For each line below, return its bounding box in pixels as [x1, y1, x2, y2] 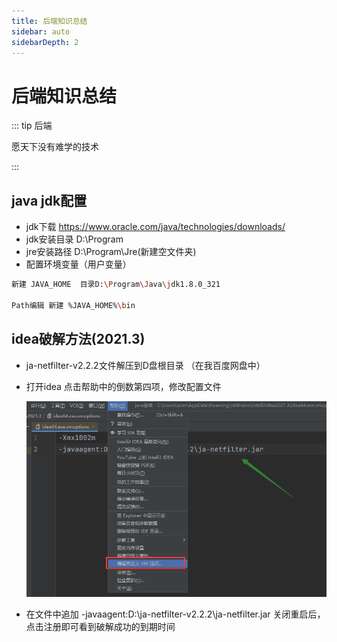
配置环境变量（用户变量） [25, 258, 132, 270]
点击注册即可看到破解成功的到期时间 [25, 620, 176, 632]
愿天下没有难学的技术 [11, 141, 99, 153]
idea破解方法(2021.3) [11, 331, 146, 348]
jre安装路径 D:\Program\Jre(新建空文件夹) [25, 246, 197, 258]
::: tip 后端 [11, 120, 53, 132]
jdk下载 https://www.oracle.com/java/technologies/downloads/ [25, 221, 286, 233]
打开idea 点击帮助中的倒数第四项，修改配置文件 [25, 380, 222, 392]
